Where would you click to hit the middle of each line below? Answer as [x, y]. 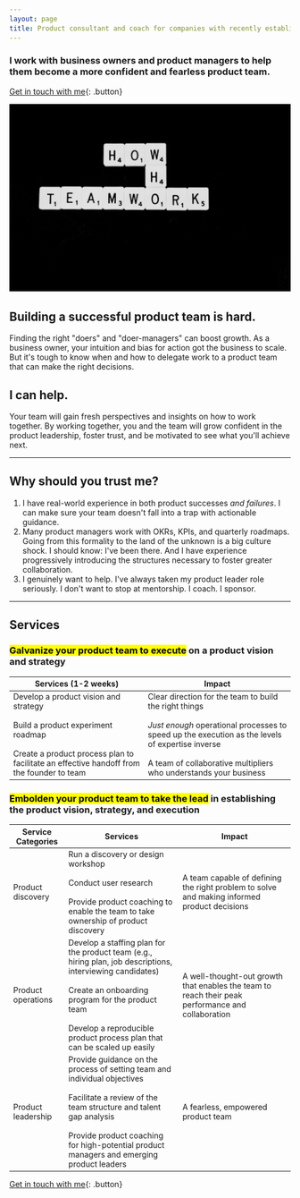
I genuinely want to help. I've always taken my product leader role [143, 579]
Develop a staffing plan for [117, 943]
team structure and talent [115, 1107]
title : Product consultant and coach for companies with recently [135, 28]
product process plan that [116, 1038]
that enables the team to [227, 985]
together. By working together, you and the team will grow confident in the [146, 426]
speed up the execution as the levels [215, 735]
